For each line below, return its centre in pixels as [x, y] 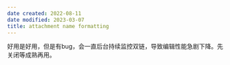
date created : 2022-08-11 [44, 13]
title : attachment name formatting [58, 26]
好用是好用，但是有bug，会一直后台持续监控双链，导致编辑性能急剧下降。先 [115, 47]
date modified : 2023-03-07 [46, 20]
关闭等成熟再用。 [31, 55]
